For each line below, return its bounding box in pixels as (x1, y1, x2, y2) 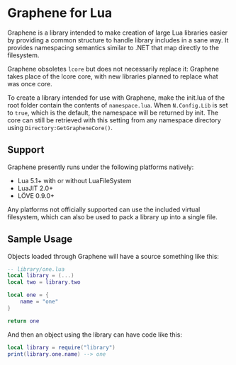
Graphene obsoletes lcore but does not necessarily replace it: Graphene (7, 64, 220, 73)
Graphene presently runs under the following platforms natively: (7, 163, 194, 171)
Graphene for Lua (7, 5, 113, 21)
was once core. (7, 79, 53, 88)
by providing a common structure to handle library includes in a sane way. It (7, 35, 229, 44)
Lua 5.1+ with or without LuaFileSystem (17, 176, 132, 185)
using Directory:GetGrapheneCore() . (7, 123, 113, 132)
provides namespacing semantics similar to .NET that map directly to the (7, 43, 220, 52)
